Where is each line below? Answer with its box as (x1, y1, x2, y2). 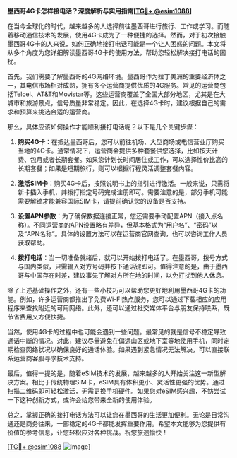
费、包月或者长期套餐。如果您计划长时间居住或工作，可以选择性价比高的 (17, 155, 228, 163)
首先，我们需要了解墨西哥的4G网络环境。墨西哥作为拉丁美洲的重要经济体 (7, 72, 220, 81)
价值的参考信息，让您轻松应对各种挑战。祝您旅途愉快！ (7, 428, 168, 437)
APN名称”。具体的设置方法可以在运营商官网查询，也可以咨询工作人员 (26, 230, 228, 237)
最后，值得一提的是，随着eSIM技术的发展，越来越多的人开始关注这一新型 (7, 369, 220, 377)
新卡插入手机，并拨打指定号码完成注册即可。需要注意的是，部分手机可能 (17, 188, 228, 196)
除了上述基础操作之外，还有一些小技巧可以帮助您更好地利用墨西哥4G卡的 (7, 286, 220, 294)
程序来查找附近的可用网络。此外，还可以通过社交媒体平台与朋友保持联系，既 (7, 304, 230, 312)
